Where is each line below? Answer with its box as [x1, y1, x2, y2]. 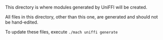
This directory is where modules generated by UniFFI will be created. [5, 4, 147, 10]
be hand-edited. [5, 19, 38, 25]
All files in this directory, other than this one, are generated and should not [5, 14, 158, 19]
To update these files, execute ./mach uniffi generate [5, 29, 118, 34]
